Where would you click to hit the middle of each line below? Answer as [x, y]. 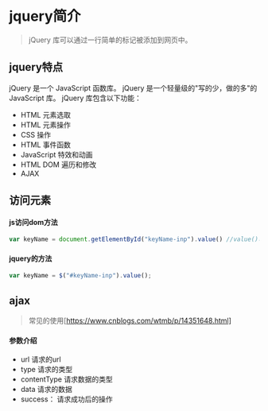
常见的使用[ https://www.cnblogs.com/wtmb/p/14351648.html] [130, 321]
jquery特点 [36, 67]
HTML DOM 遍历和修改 [58, 165]
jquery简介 [45, 16]
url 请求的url [41, 359]
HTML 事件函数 [45, 145]
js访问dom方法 [33, 222]
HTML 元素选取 [45, 114]
